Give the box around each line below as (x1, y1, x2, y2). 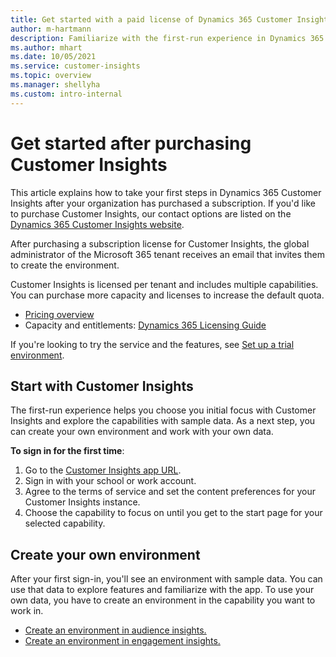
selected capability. (24, 517, 106, 530)
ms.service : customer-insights (10, 61, 141, 71)
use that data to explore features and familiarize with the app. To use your (10, 584, 315, 596)
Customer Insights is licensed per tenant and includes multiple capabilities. (10, 278, 319, 290)
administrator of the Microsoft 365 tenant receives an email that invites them (10, 248, 326, 260)
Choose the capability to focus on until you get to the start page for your (24, 507, 323, 519)
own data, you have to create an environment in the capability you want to (10, 594, 316, 606)
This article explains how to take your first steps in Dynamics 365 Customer (10, 186, 322, 198)
